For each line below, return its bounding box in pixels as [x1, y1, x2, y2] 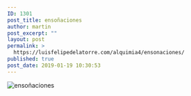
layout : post [7, 36, 45, 43]
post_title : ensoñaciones [7, 17, 82, 24]
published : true [7, 56, 54, 63]
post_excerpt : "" [7, 29, 58, 37]
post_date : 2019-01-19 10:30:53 [7, 62, 101, 69]
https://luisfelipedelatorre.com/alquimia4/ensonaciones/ [13, 49, 185, 56]
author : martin [7, 23, 51, 30]
